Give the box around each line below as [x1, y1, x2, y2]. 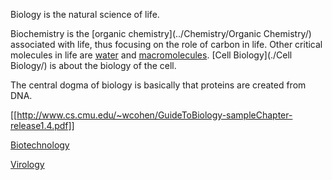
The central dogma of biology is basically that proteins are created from [10, 79, 307, 91]
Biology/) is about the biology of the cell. [10, 60, 177, 71]
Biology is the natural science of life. [10, 9, 160, 20]
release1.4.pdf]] [10, 120, 75, 131]
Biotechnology [10, 139, 70, 151]
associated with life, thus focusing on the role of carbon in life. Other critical [10, 39, 323, 50]
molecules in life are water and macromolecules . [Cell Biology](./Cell [10, 49, 293, 61]
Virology [10, 159, 45, 170]
